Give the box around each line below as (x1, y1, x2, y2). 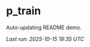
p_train (6, 4, 41, 18)
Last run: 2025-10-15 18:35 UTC (6, 35, 85, 42)
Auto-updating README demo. (6, 24, 82, 31)
